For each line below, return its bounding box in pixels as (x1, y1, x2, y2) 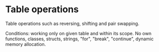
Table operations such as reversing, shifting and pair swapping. (5, 20, 140, 27)
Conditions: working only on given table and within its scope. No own (5, 30, 152, 36)
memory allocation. (5, 41, 46, 47)
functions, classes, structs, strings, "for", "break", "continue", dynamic (5, 36, 154, 42)
